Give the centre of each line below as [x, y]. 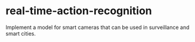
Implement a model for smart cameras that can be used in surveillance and [97, 27]
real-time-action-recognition [79, 11]
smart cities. [21, 33]
